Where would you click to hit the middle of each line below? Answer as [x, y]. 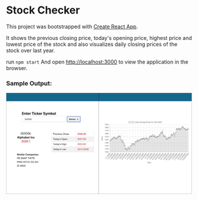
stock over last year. [31, 50]
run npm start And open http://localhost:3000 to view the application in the [97, 62]
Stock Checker [43, 10]
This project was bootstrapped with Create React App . [72, 26]
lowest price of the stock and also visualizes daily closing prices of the [92, 44]
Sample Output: [29, 83]
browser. [17, 68]
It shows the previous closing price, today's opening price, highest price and [99, 38]
